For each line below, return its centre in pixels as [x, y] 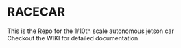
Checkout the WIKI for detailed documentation [73, 38]
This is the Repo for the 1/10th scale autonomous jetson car [91, 31]
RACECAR [36, 12]
